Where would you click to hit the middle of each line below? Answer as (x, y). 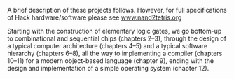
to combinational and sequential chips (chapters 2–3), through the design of (117, 38)
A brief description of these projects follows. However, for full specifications (117, 10)
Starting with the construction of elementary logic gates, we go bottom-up (115, 31)
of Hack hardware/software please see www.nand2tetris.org (95, 17)
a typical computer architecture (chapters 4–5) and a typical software (108, 46)
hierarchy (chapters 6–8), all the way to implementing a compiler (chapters (115, 53)
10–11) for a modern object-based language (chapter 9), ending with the (111, 61)
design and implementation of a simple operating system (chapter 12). (108, 68)
